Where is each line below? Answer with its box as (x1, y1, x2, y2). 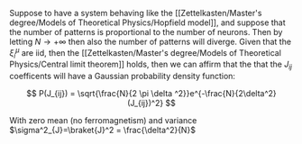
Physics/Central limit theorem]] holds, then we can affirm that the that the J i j (9, 58, 293, 72)
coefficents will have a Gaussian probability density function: (9, 71, 236, 82)
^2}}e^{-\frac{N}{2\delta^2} (174, 88, 277, 99)
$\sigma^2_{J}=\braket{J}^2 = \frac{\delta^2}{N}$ (9, 125, 197, 136)
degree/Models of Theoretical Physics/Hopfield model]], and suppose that (9, 17, 286, 28)
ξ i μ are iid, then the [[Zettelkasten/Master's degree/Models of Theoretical (9, 46, 282, 60)
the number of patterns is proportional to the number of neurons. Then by (9, 27, 283, 37)
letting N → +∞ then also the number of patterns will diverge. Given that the (9, 36, 291, 47)
